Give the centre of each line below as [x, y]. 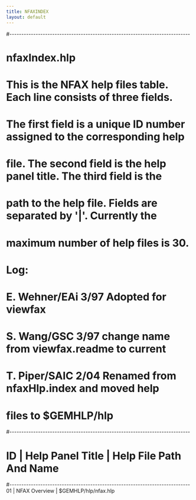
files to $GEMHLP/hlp [60, 415]
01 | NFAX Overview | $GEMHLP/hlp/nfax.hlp [61, 491]
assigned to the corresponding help [95, 137]
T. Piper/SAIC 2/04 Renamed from [91, 376]
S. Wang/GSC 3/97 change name [88, 336]
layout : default [26, 17]
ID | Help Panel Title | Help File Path [94, 456]
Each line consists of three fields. [89, 97]
